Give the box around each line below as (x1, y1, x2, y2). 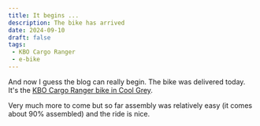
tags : (8, 41, 26, 49)
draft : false (8, 33, 51, 42)
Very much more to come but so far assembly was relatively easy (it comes (8, 100, 253, 110)
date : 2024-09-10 (8, 26, 65, 34)
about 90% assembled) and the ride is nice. (8, 109, 150, 118)
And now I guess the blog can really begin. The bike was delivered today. (8, 76, 246, 87)
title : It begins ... (8, 11, 80, 20)
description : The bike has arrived (8, 19, 125, 27)
